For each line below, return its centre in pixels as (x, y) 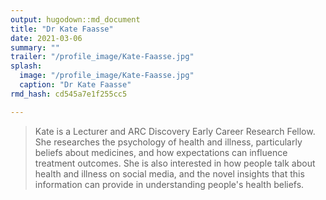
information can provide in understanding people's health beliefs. (169, 184)
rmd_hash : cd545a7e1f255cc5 (69, 94)
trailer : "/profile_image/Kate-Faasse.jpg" (102, 57)
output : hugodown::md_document (75, 19)
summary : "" (35, 47)
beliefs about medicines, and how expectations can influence (161, 152)
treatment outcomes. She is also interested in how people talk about (175, 163)
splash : (26, 66)
